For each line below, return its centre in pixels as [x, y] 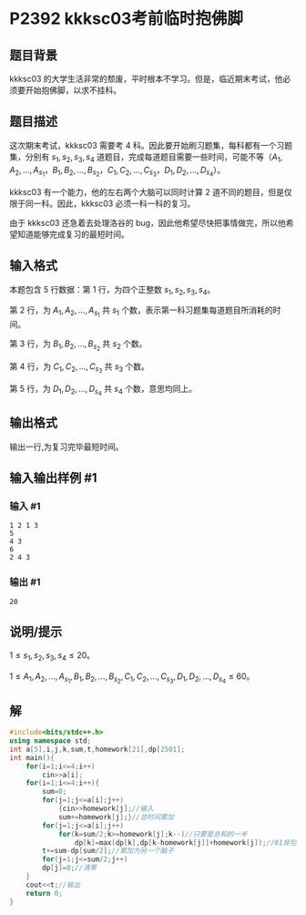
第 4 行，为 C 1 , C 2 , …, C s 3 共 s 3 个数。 [80, 368]
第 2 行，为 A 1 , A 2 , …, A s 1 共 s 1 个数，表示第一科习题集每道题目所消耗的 [141, 312]
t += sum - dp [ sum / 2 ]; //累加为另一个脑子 [108, 851]
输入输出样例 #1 [53, 478]
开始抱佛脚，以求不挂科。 [73, 90]
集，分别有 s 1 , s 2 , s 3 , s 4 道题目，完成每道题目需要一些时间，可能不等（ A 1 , [146, 158]
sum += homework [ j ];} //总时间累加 [116, 817]
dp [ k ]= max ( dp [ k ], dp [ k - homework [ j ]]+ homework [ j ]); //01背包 [185, 843]
